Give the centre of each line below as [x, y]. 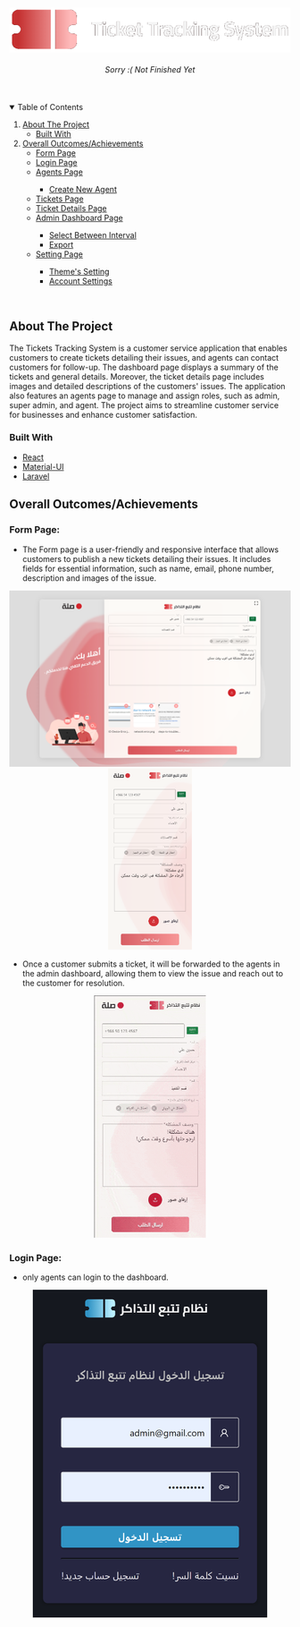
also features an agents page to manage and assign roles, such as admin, [145, 396]
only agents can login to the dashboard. [95, 1277]
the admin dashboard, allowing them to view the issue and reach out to [153, 974]
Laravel [36, 476]
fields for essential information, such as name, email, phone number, [148, 568]
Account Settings [81, 281]
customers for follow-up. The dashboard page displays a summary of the [144, 367]
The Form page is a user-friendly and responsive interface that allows [150, 549]
